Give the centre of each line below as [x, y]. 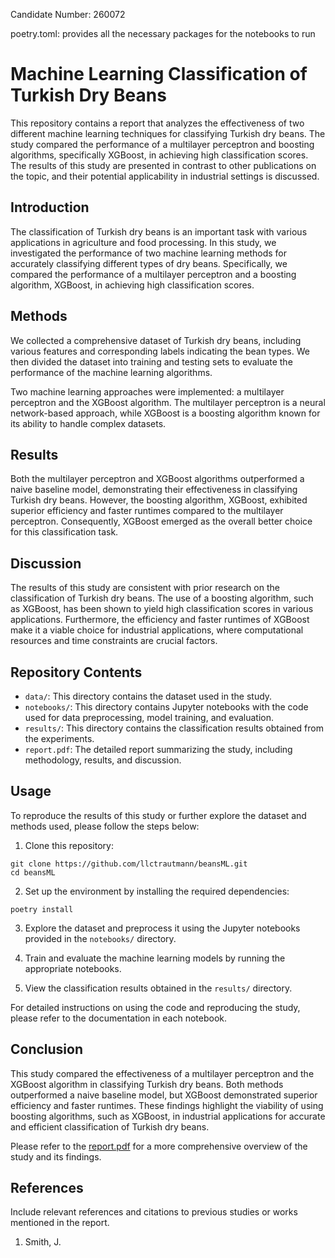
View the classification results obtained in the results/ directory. [158, 988]
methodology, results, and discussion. [103, 760]
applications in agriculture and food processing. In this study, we [143, 242]
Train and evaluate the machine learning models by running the [155, 958]
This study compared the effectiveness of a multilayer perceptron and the [162, 1073]
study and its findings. [56, 1156]
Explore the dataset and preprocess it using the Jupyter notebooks [162, 928]
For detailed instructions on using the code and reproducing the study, [155, 1007]
